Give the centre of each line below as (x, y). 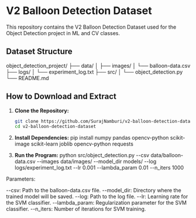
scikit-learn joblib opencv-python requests (82, 144)
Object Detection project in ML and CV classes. (63, 33)
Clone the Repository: (42, 110)
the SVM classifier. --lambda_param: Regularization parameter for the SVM (97, 203)
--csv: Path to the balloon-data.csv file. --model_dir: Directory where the (94, 191)
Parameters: (21, 179)
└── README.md (27, 78)
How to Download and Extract (61, 97)
